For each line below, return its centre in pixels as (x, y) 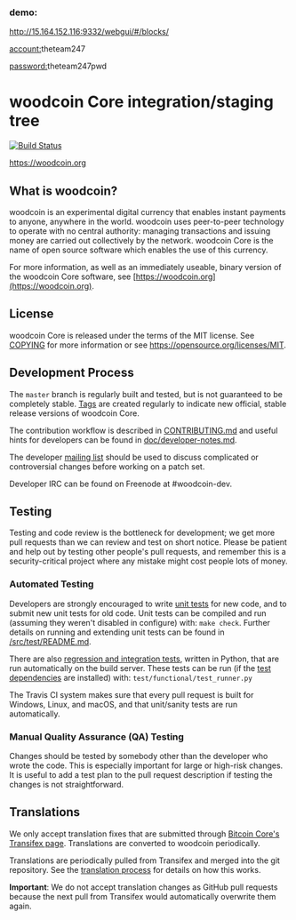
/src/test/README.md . (50, 641)
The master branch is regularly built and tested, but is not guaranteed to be (146, 394)
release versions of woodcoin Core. (74, 413)
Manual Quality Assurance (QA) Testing (97, 737)
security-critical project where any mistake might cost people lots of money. (148, 561)
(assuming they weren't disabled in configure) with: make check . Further (140, 622)
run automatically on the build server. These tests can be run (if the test (140, 668)
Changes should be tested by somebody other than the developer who (139, 756)
